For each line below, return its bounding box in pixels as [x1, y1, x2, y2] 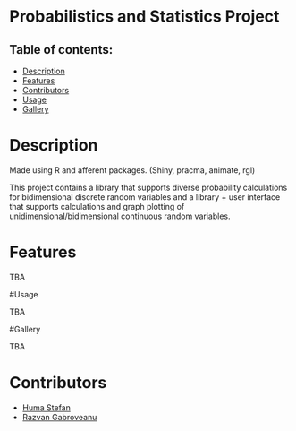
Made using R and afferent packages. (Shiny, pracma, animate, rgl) [9, 164, 256, 176]
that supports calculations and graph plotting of [9, 201, 185, 211]
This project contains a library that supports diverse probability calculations [9, 182, 288, 193]
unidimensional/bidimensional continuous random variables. [9, 211, 231, 221]
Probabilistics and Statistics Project [9, 6, 280, 27]
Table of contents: [9, 42, 114, 57]
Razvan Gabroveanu [21, 411, 97, 422]
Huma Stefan [21, 401, 72, 413]
